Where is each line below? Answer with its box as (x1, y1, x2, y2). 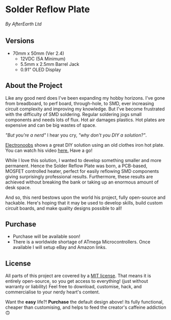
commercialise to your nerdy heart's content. (5, 289, 100, 295)
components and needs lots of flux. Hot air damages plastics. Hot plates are (5, 117, 165, 123)
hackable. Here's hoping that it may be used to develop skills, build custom (5, 199, 163, 205)
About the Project (5, 81, 63, 90)
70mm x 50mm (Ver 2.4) (12, 50, 65, 56)
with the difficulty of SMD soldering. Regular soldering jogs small (5, 111, 142, 117)
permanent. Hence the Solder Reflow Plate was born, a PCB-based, (5, 163, 148, 169)
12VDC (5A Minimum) (20, 55, 66, 62)
